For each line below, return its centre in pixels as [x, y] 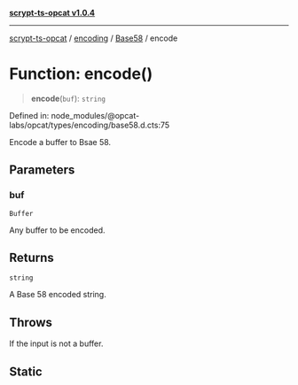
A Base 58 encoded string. [58, 295]
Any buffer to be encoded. [57, 230]
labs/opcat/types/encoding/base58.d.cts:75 [90, 125]
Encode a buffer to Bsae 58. [60, 142]
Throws [31, 322]
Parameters [42, 170]
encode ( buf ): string [68, 98]
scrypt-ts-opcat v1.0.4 [52, 13]
